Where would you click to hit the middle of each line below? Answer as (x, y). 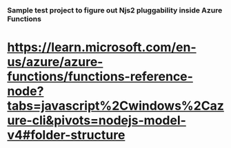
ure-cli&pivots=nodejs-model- (97, 121)
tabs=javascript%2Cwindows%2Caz (115, 106)
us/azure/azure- (55, 62)
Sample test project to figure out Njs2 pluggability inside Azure (115, 10)
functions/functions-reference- (100, 77)
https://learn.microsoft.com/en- (102, 47)
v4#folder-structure (66, 135)
